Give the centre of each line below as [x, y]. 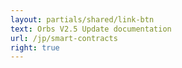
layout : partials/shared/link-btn [82, 19]
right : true [35, 47]
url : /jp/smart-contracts [64, 38]
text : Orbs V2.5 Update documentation [91, 29]
